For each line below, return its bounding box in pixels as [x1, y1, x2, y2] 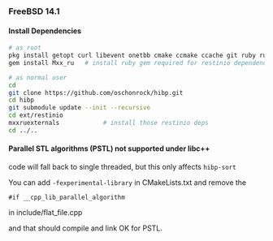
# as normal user [8, 73, 67, 82]
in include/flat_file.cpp [8, 207, 83, 217]
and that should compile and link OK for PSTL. [8, 223, 162, 233]
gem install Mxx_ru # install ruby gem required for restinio [8, 58, 231, 67]
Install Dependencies [8, 26, 82, 36]
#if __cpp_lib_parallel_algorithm [8, 193, 126, 201]
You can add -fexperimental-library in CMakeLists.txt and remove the [8, 177, 247, 187]
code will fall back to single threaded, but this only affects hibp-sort [8, 161, 237, 171]
